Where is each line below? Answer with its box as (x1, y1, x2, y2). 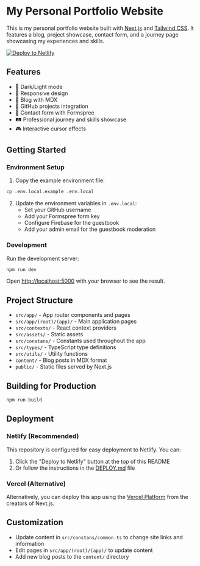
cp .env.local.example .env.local (6, 189, 95, 195)
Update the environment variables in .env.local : (15, 200, 137, 207)
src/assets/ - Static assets (15, 331, 84, 338)
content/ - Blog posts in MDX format (15, 356, 107, 364)
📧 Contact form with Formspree (15, 108, 95, 116)
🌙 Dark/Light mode (15, 83, 63, 90)
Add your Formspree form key (24, 213, 100, 220)
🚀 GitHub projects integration (15, 102, 88, 110)
